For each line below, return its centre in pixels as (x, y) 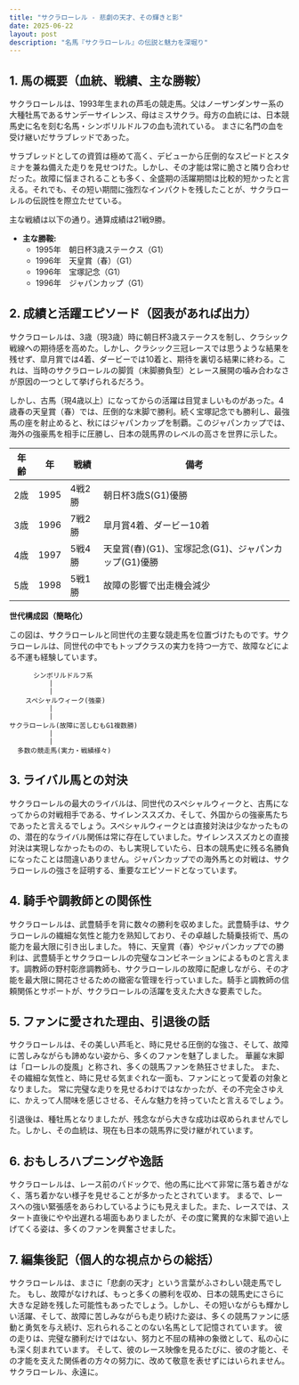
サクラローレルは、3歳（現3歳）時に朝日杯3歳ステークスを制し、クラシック (149, 337)
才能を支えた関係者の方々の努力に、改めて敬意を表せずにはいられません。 (153, 1360)
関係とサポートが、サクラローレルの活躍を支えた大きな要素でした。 (141, 990)
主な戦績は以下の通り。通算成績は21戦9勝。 (90, 220)
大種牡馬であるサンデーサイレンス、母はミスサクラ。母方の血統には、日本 (145, 115)
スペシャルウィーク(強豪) (65, 700)
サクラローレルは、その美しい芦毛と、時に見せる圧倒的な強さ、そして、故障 (149, 1045)
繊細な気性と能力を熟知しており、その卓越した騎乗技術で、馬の (172, 935)
